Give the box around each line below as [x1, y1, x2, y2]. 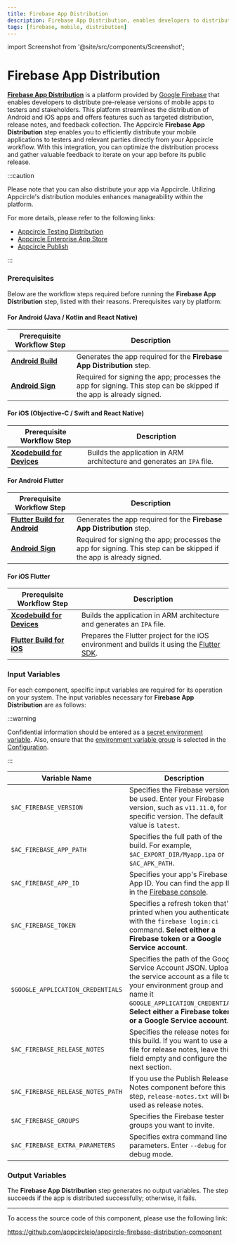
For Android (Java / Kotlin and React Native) [7, 313, 138, 322]
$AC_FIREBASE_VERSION [11, 803, 83, 812]
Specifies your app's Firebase [129, 869, 228, 879]
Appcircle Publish [17, 242, 69, 251]
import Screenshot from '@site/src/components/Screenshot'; [7, 43, 185, 51]
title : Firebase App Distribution [7, 10, 109, 18]
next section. [129, 1062, 172, 1072]
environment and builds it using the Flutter [81, 640, 221, 650]
